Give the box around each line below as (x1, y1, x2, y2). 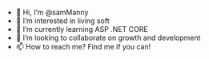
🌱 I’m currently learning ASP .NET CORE (15, 25, 148, 33)
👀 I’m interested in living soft (15, 16, 110, 26)
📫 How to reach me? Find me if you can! (15, 42, 151, 51)
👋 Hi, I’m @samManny (15, 8, 89, 17)
